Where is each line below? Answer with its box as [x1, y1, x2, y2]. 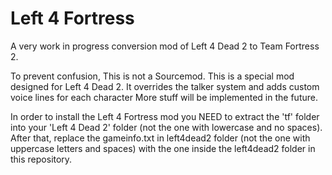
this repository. [10, 153, 73, 165]
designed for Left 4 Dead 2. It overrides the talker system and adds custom [10, 80, 320, 92]
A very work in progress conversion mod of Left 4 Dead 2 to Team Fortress [10, 40, 320, 52]
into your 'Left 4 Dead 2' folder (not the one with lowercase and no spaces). [10, 121, 323, 133]
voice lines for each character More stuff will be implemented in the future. [10, 91, 318, 103]
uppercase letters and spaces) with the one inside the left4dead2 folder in [10, 142, 316, 154]
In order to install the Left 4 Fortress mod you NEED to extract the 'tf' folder [10, 110, 320, 122]
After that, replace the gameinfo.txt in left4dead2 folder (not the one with [10, 132, 311, 144]
